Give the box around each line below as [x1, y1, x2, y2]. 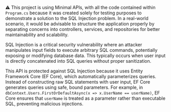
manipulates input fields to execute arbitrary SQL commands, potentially [5, 47, 158, 53]
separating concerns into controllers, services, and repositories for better [5, 26, 160, 32]
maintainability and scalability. [5, 32, 69, 38]
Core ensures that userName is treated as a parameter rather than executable [5, 95, 165, 101]
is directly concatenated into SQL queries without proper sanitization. [5, 58, 152, 64]
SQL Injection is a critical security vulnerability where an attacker [5, 42, 142, 48]
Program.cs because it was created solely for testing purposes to [5, 10, 142, 16]
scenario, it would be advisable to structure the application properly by [5, 21, 155, 27]
